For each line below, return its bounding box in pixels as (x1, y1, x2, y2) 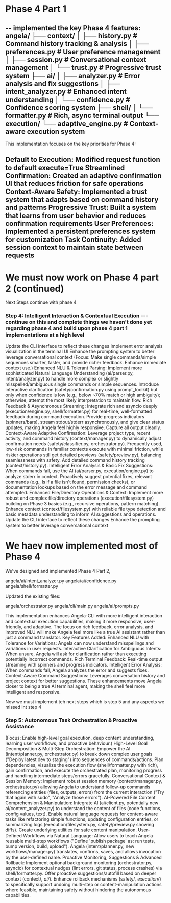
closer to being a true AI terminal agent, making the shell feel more (5, 683, 145, 690)
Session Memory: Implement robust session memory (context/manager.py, (5, 778, 162, 784)
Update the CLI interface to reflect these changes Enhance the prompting (5, 516, 160, 522)
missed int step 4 (5, 704, 42, 710)
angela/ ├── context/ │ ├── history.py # (5, 31, 138, 40)
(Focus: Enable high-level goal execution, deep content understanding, (5, 734, 155, 741)
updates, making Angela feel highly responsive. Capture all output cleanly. (5, 424, 162, 431)
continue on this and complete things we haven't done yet (5, 319, 152, 326)
